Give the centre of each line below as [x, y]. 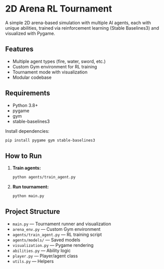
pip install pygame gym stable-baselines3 [50, 140]
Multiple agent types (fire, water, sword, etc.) [59, 61]
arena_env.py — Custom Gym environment [56, 229]
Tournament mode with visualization [50, 72]
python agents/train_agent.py [44, 177]
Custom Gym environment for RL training [55, 66]
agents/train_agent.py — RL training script [57, 234]
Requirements [28, 93]
